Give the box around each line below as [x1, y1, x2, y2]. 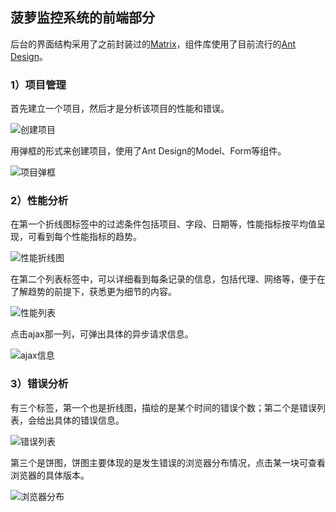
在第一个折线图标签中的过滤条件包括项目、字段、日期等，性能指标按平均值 [10, 218, 317, 230]
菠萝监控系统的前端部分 [10, 9, 155, 27]
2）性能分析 [10, 194, 69, 208]
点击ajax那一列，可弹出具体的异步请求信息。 [10, 328, 194, 340]
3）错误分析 [10, 377, 69, 391]
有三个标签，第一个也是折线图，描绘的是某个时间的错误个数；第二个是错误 [10, 401, 317, 413]
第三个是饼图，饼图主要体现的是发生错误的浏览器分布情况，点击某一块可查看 [10, 456, 326, 468]
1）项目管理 [10, 78, 67, 92]
